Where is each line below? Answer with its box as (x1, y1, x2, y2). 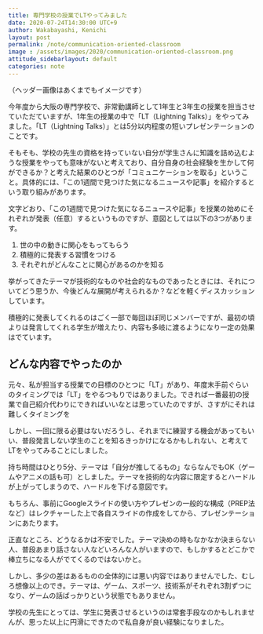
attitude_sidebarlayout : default (8, 56, 118, 64)
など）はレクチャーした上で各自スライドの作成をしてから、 (8, 508, 201, 518)
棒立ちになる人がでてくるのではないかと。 (8, 554, 146, 563)
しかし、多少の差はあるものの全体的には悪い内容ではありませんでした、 (8, 570, 242, 581)
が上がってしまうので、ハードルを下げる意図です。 (8, 482, 173, 491)
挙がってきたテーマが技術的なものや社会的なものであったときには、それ (8, 276, 242, 286)
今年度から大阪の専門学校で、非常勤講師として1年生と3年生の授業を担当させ (8, 101, 256, 111)
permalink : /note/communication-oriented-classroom (8, 41, 181, 49)
